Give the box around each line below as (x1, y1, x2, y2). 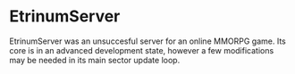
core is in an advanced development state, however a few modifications (9, 45, 274, 55)
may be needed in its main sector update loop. (9, 54, 181, 65)
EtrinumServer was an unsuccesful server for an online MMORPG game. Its (9, 36, 286, 46)
